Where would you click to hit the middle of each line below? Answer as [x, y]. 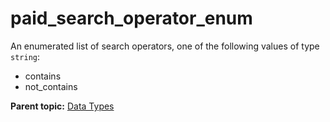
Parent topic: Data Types [62, 106]
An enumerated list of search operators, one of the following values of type [165, 46]
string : [25, 56]
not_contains [51, 86]
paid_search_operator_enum [131, 18]
